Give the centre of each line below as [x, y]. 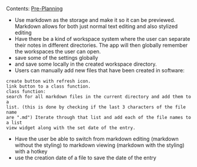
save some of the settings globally [56, 58]
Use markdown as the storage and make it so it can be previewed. [95, 20]
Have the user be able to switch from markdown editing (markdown [96, 139]
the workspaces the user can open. [58, 52]
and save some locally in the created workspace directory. [86, 64]
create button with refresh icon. [49, 81]
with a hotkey [31, 151]
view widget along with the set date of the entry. [71, 128]
